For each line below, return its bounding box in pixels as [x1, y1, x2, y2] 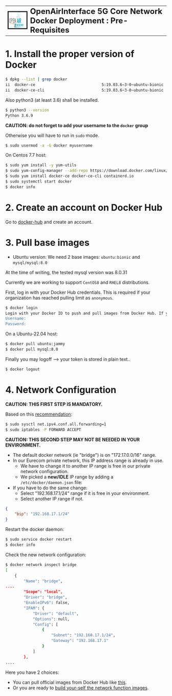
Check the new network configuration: [5, 551, 87, 558]
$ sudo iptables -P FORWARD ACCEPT [5, 427, 81, 432]
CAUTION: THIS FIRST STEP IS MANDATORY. [5, 401, 103, 407]
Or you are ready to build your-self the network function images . [12, 685, 149, 691]
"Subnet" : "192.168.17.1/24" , [51, 633, 116, 638]
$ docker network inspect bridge [5, 562, 77, 567]
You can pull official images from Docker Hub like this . [12, 679, 127, 685]
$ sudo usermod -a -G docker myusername [5, 142, 93, 148]
